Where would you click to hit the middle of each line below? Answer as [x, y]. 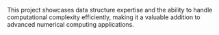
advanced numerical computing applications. [71, 24]
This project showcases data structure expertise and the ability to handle [110, 10]
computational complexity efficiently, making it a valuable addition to [104, 17]
